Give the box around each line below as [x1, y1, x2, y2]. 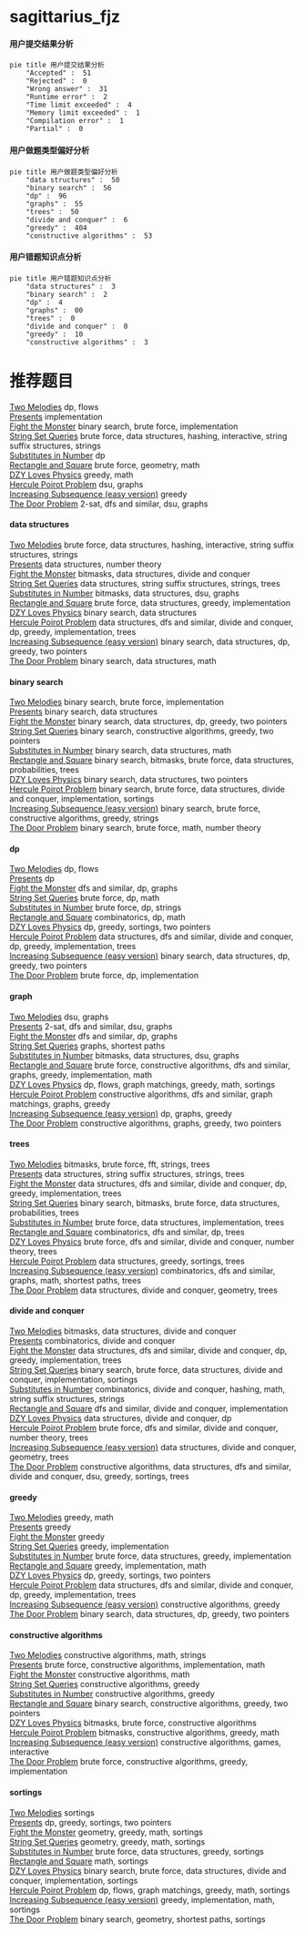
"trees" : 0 [25, 313, 76, 322]
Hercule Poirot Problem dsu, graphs [9, 478, 144, 489]
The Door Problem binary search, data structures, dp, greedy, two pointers [9, 1609, 290, 1620]
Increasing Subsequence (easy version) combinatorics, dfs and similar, [9, 1264, 276, 1276]
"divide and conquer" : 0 [25, 322, 128, 331]
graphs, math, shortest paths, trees [9, 1274, 142, 1285]
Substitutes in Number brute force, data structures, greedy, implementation [9, 1550, 291, 1561]
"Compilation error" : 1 [25, 117, 125, 126]
